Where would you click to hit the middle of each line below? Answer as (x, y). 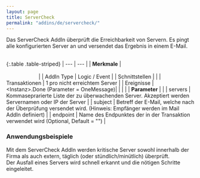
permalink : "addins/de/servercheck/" (53, 23)
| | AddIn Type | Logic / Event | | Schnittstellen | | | (100, 77)
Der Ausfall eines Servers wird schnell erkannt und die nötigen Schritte (93, 162)
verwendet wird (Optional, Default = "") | (56, 121)
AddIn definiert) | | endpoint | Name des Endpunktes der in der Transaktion (98, 115)
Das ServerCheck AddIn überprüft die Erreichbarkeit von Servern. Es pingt (98, 40)
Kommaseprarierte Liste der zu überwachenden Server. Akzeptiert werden (98, 96)
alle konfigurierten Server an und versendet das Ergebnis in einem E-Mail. (97, 46)
